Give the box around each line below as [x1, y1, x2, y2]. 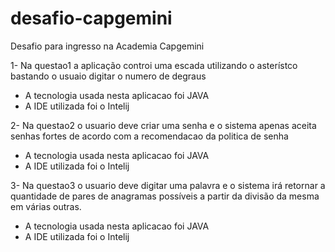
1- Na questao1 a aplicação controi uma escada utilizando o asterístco [10, 59, 298, 71]
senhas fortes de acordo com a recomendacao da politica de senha [10, 130, 289, 142]
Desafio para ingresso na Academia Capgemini [10, 40, 205, 52]
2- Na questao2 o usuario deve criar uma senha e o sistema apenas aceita [10, 119, 317, 131]
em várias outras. [10, 200, 82, 212]
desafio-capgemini [10, 7, 173, 30]
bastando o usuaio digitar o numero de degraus [10, 70, 207, 82]
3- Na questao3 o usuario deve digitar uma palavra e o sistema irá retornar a [10, 179, 326, 191]
